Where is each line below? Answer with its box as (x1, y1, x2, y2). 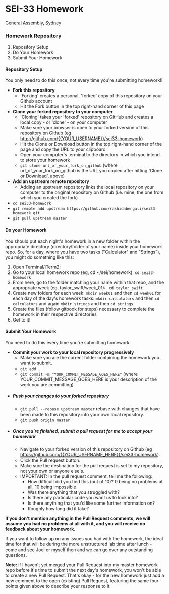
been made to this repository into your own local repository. (20, 411, 145, 417)
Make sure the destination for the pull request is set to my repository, (20, 462, 164, 468)
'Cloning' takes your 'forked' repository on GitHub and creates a (20, 114, 154, 120)
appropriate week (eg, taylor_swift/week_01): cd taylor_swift (12, 284, 143, 291)
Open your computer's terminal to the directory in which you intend (20, 152, 160, 158)
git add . (20, 366, 41, 372)
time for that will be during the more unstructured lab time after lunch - (5, 541, 152, 547)
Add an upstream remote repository (12, 178, 89, 185)
